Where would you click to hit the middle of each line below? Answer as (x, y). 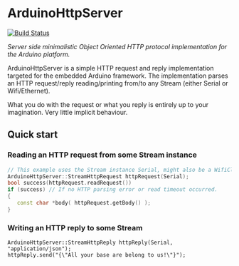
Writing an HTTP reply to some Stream (75, 227)
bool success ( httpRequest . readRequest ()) (70, 183)
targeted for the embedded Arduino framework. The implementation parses (118, 76)
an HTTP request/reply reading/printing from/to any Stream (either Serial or (118, 83)
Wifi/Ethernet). (29, 91)
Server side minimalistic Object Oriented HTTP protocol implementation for (117, 46)
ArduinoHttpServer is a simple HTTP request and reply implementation (111, 68)
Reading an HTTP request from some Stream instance (102, 155)
